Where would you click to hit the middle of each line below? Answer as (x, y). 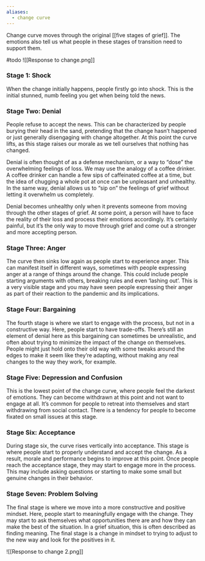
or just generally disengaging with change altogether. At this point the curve (102, 137)
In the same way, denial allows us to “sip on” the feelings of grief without (98, 188)
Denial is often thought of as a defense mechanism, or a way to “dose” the (100, 162)
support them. (24, 48)
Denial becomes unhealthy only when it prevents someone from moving (97, 206)
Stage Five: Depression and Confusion (65, 377)
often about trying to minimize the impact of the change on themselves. (96, 342)
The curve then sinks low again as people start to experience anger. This (98, 261)
